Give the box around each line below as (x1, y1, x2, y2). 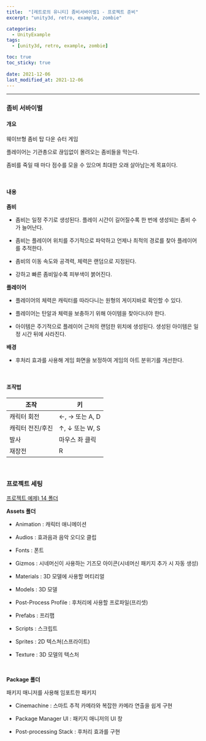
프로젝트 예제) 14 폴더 (6, 494, 58, 502)
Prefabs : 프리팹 (15, 612, 55, 620)
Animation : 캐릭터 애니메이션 (15, 521, 87, 528)
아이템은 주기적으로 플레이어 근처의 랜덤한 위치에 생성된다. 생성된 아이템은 (15, 323, 193, 330)
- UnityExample (12, 31, 51, 37)
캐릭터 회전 (9, 412, 40, 421)
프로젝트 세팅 (6, 479, 43, 488)
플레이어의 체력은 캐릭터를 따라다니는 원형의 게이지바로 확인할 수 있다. (15, 296, 183, 304)
